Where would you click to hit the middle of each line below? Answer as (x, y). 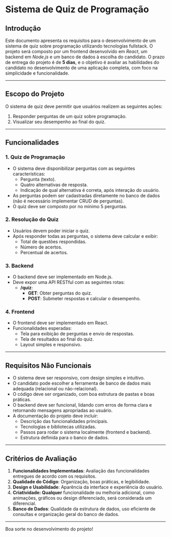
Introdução (23, 28)
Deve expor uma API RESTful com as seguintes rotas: (69, 282)
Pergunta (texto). (38, 179)
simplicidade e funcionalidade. (37, 73)
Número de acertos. (41, 247)
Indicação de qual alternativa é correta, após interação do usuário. (90, 190)
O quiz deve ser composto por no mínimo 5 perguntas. (70, 206)
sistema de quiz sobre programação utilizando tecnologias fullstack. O (79, 46)
